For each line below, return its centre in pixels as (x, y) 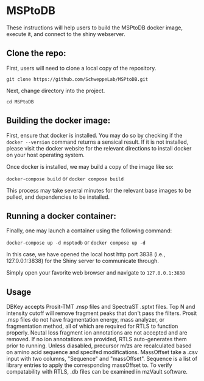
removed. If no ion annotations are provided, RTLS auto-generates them (97, 339)
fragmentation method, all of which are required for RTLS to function (92, 326)
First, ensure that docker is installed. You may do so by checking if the (94, 135)
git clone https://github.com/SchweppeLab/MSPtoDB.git (77, 79)
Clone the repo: (36, 54)
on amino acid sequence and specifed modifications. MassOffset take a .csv (102, 352)
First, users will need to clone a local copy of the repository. (81, 68)
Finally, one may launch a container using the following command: (89, 231)
